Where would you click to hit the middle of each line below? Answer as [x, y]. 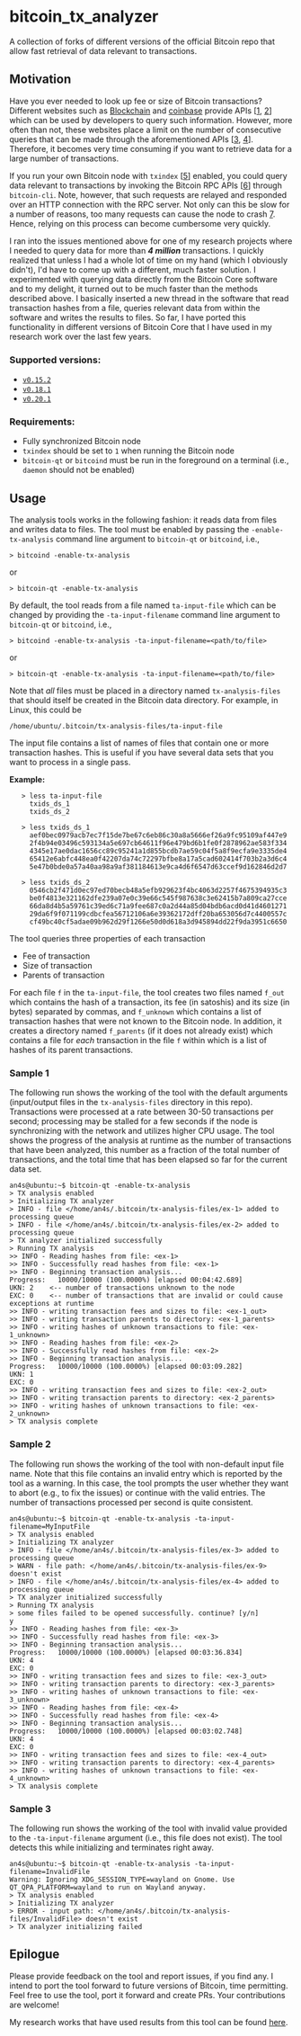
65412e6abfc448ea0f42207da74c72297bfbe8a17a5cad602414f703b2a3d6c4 [158, 859]
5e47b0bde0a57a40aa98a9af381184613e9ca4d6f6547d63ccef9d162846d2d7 [158, 867]
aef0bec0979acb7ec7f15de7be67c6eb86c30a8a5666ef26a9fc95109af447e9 [158, 835]
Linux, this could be [46, 710]
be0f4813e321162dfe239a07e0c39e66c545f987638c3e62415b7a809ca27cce [158, 898]
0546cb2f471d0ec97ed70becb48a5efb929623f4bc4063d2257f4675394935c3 [158, 891]
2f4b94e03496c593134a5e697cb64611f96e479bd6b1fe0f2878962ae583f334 [158, 844]
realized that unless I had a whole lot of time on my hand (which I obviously [149, 260]
